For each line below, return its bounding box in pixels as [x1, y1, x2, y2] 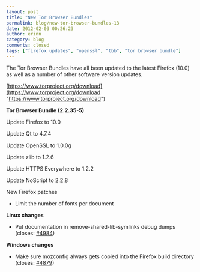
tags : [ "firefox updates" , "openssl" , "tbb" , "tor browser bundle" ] [6, 48, 181, 54]
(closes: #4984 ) [14, 229, 55, 237]
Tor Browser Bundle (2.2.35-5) [6, 106, 85, 114]
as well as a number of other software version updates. [6, 70, 143, 78]
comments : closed [6, 43, 50, 49]
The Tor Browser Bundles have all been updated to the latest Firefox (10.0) [6, 64, 190, 71]
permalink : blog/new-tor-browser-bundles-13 [6, 20, 120, 26]
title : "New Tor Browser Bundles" [6, 14, 93, 20]
